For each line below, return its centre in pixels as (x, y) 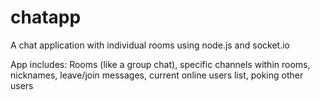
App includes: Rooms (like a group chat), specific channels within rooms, (160, 64)
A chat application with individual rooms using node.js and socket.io (150, 45)
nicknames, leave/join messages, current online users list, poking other (157, 75)
